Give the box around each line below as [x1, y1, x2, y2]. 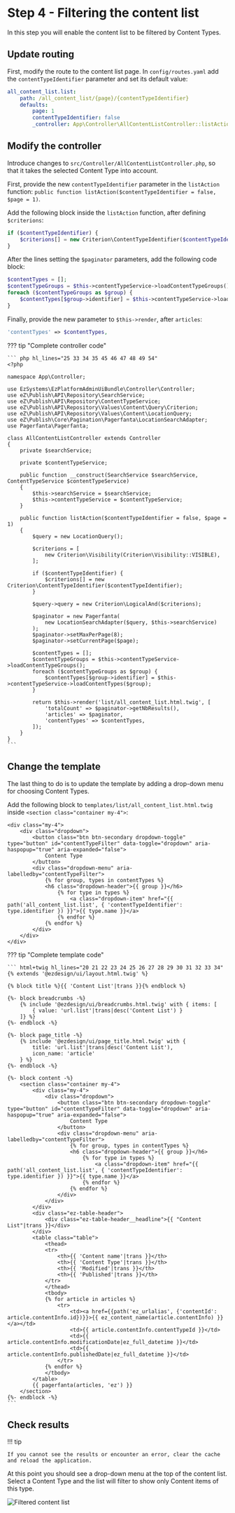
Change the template [7, 761, 101, 773]
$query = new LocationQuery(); [32, 533, 124, 540]
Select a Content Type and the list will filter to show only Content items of [7, 1477, 219, 1486]
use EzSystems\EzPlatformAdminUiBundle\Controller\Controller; [7, 385, 196, 392]
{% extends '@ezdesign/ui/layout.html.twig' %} [7, 970, 149, 977]
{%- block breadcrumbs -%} [7, 994, 86, 1001]
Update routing [7, 48, 75, 60]
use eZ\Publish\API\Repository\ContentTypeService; [7, 398, 161, 405]
